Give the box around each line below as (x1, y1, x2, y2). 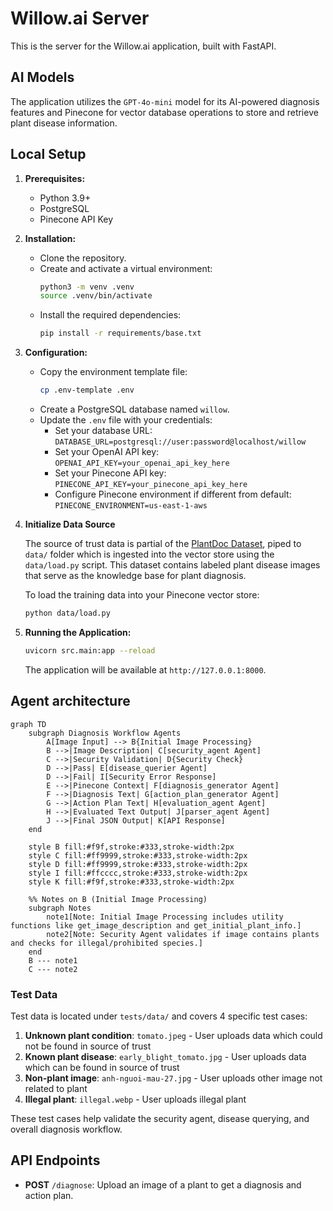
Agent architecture (10, 693, 131, 710)
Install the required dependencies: (39, 309, 182, 321)
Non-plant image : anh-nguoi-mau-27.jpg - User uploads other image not (24, 1072, 323, 1084)
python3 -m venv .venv (39, 282, 135, 292)
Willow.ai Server (10, 7, 150, 30)
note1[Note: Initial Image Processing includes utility (46, 912, 284, 922)
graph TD (10, 719, 47, 729)
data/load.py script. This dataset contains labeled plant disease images (24, 559, 321, 571)
